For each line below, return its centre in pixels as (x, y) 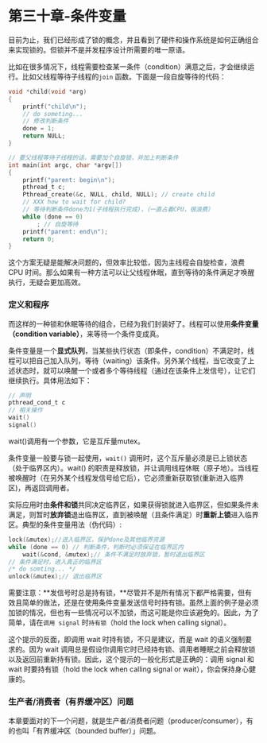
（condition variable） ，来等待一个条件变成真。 (86, 334)
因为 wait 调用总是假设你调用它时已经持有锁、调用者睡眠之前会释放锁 (142, 649)
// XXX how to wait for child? (74, 202)
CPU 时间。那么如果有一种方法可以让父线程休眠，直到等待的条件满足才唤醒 (132, 273)
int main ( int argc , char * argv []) (66, 165)
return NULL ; (44, 136)
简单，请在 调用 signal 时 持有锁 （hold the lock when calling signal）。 (120, 623)
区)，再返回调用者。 (41, 488)
